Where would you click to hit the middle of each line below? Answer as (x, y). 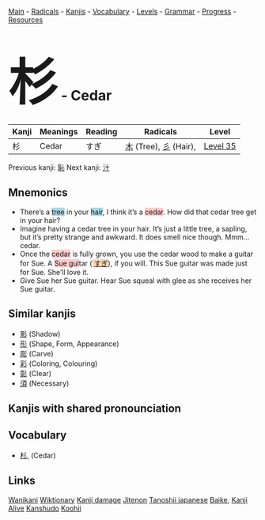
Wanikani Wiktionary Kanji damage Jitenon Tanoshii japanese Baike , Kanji (128, 499)
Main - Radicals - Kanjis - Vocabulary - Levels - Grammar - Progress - (123, 11)
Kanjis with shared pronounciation (95, 408)
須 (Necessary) (44, 383)
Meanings (59, 131)
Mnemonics (38, 193)
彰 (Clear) (35, 373)
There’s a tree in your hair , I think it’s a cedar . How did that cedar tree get (138, 212)
